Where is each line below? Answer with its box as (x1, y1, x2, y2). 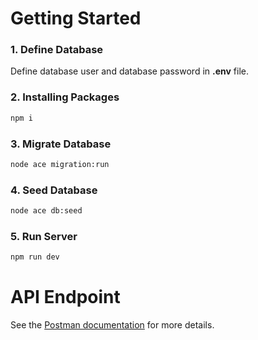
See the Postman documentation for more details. (10, 319, 215, 331)
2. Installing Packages (10, 90, 120, 104)
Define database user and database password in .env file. (10, 65, 249, 77)
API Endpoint (10, 286, 121, 309)
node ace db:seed (10, 206, 83, 216)
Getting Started (10, 7, 142, 30)
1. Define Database (10, 43, 104, 57)
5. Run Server (10, 229, 78, 243)
